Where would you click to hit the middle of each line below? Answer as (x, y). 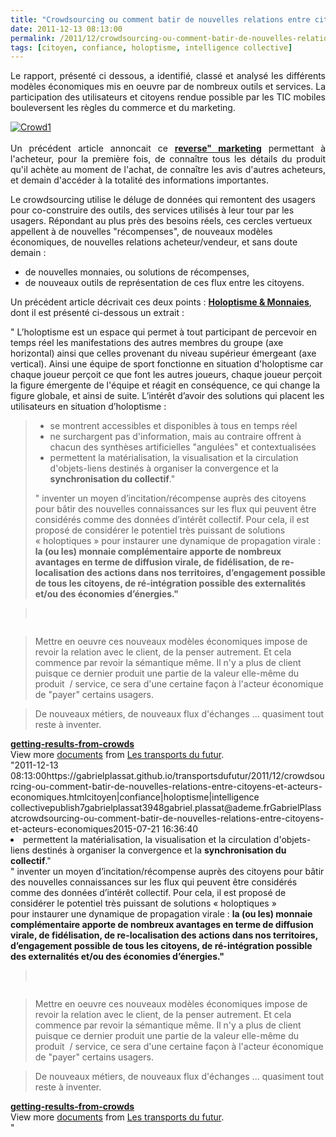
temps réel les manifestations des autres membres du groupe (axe (147, 343)
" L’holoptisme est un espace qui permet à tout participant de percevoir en (163, 332)
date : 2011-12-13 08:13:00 (66, 29)
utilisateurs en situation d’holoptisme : (88, 407)
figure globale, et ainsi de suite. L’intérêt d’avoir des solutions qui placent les (167, 396)
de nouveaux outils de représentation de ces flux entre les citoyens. (164, 283)
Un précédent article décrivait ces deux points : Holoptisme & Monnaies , (161, 302)
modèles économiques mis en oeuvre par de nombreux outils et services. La (168, 87)
